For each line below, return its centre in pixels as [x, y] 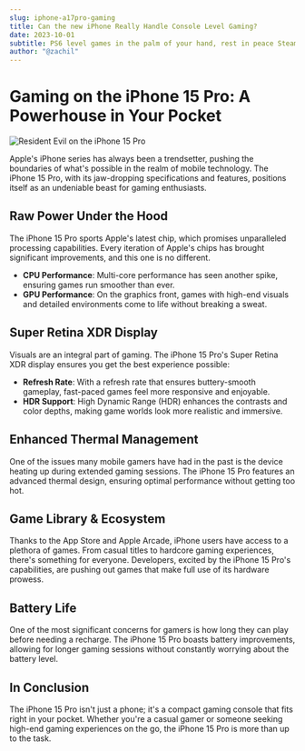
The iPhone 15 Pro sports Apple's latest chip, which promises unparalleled [148, 238]
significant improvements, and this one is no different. [110, 257]
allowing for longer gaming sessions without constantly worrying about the [149, 649]
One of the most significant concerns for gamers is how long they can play [149, 630]
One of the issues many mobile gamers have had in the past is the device [146, 461]
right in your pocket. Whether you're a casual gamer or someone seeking [146, 718]
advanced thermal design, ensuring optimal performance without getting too [152, 481]
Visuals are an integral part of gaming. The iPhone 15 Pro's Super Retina [144, 355]
